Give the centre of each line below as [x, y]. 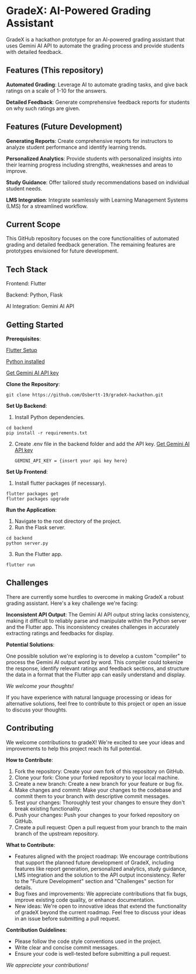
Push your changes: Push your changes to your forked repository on [97, 815]
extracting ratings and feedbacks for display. [60, 633]
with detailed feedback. [35, 52]
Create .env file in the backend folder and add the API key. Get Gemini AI [102, 444]
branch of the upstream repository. [57, 833]
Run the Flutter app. [38, 554]
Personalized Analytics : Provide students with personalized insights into [94, 158]
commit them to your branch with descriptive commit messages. [92, 796]
